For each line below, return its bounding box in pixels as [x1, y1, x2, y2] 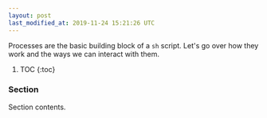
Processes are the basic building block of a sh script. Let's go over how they [8, 40, 259, 50]
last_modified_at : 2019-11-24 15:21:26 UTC [8, 19, 155, 27]
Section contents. [8, 102, 66, 112]
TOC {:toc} [19, 64, 56, 74]
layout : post [8, 11, 52, 20]
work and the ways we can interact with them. [8, 49, 160, 59]
